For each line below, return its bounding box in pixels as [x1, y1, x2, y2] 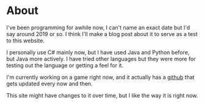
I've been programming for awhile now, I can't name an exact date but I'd [6, 24, 191, 31]
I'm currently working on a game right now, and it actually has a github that [6, 73, 195, 81]
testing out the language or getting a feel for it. [6, 62, 124, 69]
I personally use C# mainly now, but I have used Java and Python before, [6, 48, 190, 56]
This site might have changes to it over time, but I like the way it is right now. [6, 92, 199, 99]
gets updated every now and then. [6, 80, 93, 87]
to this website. [6, 37, 45, 44]
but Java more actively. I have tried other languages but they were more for [6, 55, 196, 62]
